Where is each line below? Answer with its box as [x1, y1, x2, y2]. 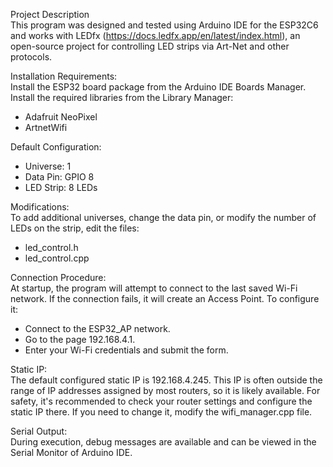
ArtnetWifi [24, 122, 68, 133]
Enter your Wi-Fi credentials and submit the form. [24, 344, 229, 356]
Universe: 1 [24, 160, 72, 172]
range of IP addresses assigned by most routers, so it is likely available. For [10, 385, 321, 396]
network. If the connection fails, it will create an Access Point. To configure [10, 293, 320, 304]
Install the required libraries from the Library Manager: [10, 92, 234, 103]
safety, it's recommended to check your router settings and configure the [10, 395, 313, 407]
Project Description [10, 9, 90, 20]
